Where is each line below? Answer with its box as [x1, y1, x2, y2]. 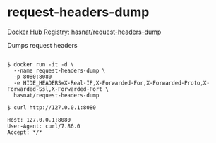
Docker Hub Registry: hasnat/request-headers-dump [7, 27, 162, 36]
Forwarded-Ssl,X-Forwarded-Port [7, 85, 102, 92]
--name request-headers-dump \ [13, 67, 106, 74]
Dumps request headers [7, 41, 78, 49]
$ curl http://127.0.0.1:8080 [7, 104, 97, 111]
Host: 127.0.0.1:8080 [7, 116, 71, 123]
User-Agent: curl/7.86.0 [7, 123, 80, 130]
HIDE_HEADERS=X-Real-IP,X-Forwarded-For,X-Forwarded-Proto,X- [23, 79, 210, 87]
